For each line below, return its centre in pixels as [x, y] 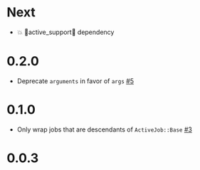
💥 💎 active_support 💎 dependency [65, 32]
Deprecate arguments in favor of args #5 [75, 81]
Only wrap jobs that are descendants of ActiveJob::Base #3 [105, 129]
